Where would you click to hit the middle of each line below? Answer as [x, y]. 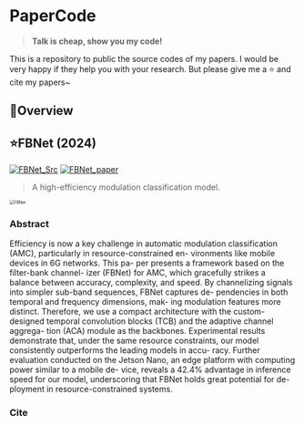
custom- [249, 312]
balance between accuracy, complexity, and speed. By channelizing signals [151, 283]
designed [27, 321]
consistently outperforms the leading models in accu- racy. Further [135, 350]
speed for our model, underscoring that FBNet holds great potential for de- [150, 379]
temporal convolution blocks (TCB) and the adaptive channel [160, 321]
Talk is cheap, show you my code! [97, 41]
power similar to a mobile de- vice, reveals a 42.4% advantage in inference [150, 369]
